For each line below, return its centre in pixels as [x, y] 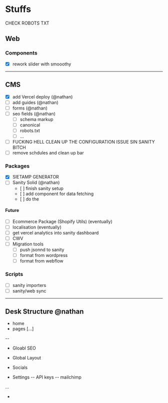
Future [12, 210]
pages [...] [23, 329]
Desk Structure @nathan [44, 312]
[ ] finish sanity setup [42, 188]
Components [21, 53]
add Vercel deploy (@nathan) [42, 96]
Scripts [14, 274]
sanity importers [29, 285]
